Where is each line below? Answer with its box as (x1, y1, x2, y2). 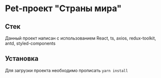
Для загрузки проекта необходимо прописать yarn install (5, 67, 129, 73)
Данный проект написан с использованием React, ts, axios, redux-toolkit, (5, 35, 156, 41)
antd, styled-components (5, 40, 56, 46)
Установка (5, 55, 39, 63)
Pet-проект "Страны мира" (5, 3, 122, 14)
